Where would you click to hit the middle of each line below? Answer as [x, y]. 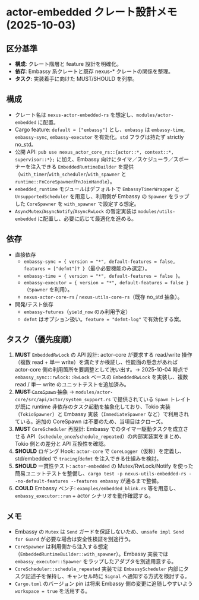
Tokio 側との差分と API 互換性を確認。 [61, 444]
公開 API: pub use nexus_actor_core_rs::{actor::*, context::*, [94, 151]
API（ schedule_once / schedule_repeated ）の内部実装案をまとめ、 [105, 436]
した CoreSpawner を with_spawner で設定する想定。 [77, 204]
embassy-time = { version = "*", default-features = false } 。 [103, 275]
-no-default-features [41, 481]
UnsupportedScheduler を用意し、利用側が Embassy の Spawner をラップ [102, 196]
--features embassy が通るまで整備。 [116, 481]
